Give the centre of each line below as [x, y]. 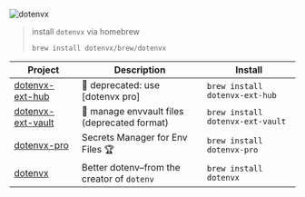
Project [43, 70]
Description [140, 70]
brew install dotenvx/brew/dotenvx [99, 48]
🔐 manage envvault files [133, 111]
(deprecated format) [125, 123]
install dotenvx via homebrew [86, 31]
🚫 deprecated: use [121, 85]
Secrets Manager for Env [134, 138]
